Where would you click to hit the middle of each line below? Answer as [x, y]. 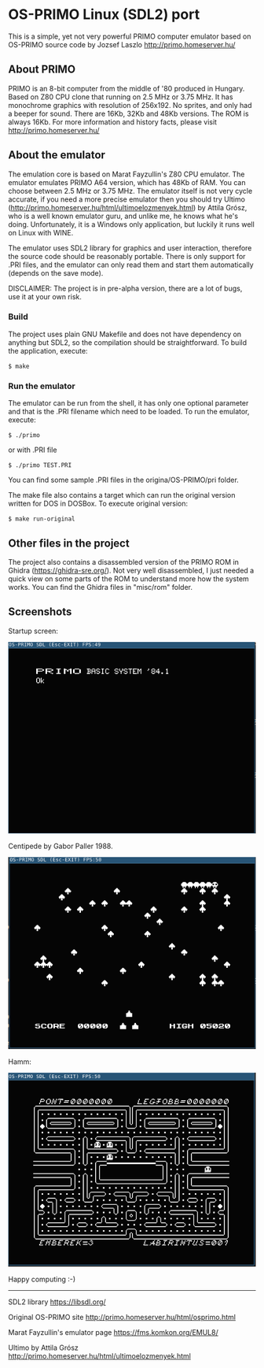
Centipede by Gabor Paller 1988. [60, 846]
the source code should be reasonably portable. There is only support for [127, 256]
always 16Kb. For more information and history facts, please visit [113, 122]
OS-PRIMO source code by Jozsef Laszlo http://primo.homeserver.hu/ [122, 44]
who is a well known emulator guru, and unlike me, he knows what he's [123, 216]
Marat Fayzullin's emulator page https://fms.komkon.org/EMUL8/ [113, 1333]
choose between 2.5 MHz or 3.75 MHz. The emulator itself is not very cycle [130, 191]
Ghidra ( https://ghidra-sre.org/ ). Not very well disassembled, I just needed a [131, 570]
